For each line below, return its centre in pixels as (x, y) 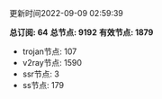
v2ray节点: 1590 (52, 63)
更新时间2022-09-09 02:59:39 (67, 13)
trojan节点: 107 (49, 51)
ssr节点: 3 (41, 74)
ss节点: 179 (43, 85)
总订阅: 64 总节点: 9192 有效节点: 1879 (81, 32)
